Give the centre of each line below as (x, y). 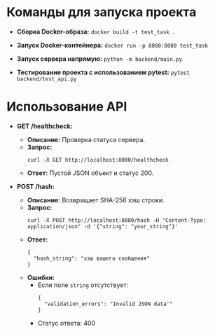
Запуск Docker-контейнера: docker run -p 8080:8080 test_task (112, 45)
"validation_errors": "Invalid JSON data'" (108, 304)
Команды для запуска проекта (102, 12)
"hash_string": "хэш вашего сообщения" (91, 258)
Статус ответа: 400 (67, 323)
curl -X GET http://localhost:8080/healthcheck (98, 160)
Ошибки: (41, 277)
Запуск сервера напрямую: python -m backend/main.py (99, 58)
